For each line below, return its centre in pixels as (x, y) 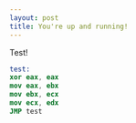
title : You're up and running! (69, 26)
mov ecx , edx (34, 103)
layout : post (34, 18)
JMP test (26, 111)
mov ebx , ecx (34, 95)
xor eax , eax (34, 77)
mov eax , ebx (34, 86)
